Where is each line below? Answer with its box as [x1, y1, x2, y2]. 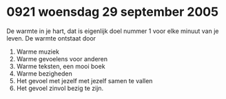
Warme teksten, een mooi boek [16, 62, 105, 70]
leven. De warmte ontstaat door [6, 34, 96, 42]
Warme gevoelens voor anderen [16, 54, 108, 63]
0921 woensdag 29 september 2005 [6, 4, 218, 20]
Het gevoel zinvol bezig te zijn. [16, 84, 104, 92]
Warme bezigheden [16, 69, 73, 78]
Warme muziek [16, 47, 60, 56]
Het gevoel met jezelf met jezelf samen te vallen [16, 76, 153, 85]
